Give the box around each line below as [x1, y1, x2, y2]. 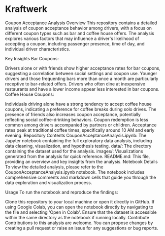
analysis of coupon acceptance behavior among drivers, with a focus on [5, 25, 152, 31]
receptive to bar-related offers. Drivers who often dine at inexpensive [5, 80, 145, 87]
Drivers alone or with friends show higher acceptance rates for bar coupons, [5, 65, 161, 71]
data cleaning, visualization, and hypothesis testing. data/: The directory [5, 143, 152, 149]
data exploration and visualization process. [5, 179, 92, 186]
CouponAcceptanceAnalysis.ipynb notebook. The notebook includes [5, 169, 145, 175]
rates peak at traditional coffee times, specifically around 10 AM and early [5, 127, 155, 133]
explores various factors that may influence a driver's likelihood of [5, 36, 139, 41]
